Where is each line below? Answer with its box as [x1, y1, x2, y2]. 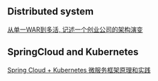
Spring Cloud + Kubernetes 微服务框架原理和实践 [7, 66, 151, 74]
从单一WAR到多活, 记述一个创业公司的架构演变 [7, 25, 143, 34]
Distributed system [7, 6, 94, 18]
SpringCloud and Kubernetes [7, 46, 139, 58]
